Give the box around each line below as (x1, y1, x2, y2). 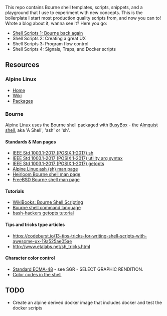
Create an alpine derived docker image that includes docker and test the (12, 299, 162, 305)
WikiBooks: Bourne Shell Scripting (12, 199, 84, 205)
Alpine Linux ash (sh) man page (12, 166, 78, 172)
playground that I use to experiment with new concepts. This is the (5, 10, 143, 16)
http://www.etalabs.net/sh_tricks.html (12, 244, 90, 250)
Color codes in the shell (12, 271, 62, 277)
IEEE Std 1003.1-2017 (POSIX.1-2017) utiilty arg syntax (12, 155, 123, 162)
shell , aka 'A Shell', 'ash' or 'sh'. (5, 127, 70, 133)
